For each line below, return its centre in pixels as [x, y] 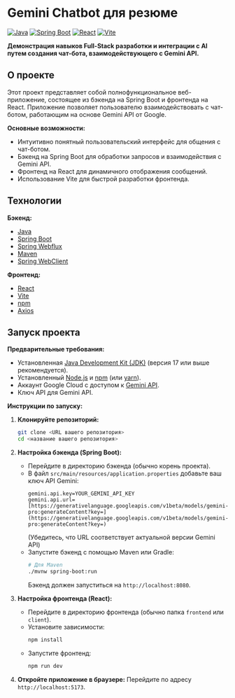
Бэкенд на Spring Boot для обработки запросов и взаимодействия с [119, 156]
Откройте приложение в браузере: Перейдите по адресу [105, 679]
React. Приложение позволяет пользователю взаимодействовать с [108, 107]
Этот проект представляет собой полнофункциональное [92, 92]
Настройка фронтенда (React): [65, 598]
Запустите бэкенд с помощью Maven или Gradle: [101, 552]
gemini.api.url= [51, 500]
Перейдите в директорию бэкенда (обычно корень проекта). [119, 466]
